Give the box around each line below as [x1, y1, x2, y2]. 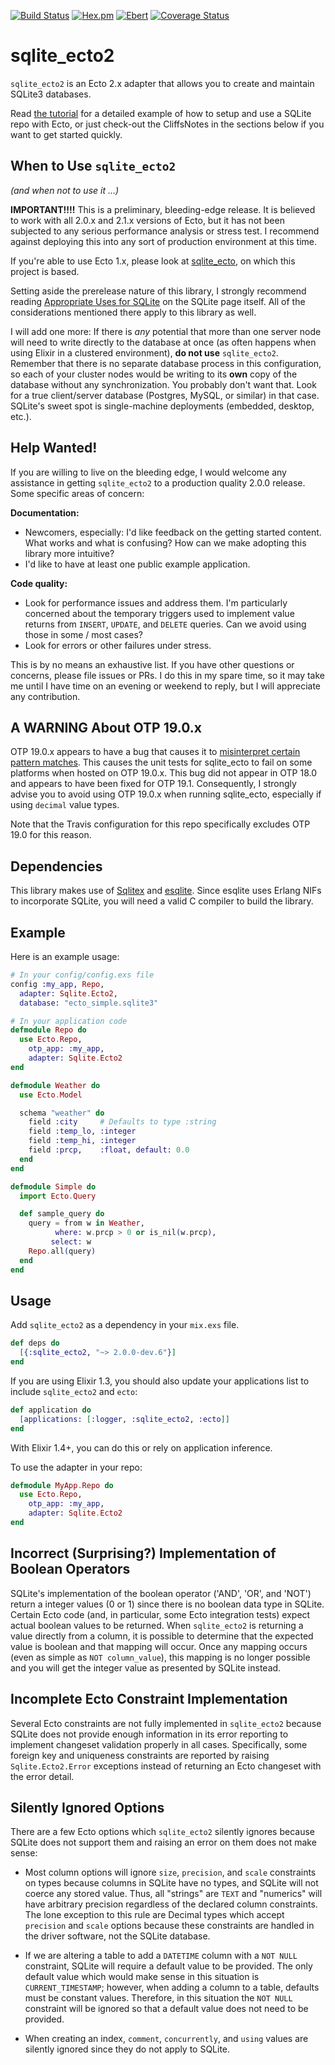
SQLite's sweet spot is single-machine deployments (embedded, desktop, [10, 400, 315, 412]
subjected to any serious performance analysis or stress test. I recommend [10, 225, 320, 237]
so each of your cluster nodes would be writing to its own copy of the [10, 368, 298, 380]
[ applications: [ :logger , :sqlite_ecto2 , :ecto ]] [19, 1414, 230, 1424]
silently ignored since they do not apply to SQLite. [24, 2043, 231, 2055]
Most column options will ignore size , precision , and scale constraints [24, 1866, 317, 1879]
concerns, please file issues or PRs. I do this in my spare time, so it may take [10, 669, 325, 681]
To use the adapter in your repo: [10, 1461, 143, 1473]
